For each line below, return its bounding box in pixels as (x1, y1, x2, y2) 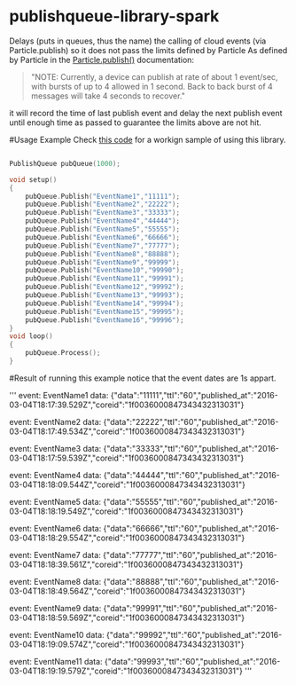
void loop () (9, 332, 53, 341)
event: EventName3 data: (9, 443, 102, 453)
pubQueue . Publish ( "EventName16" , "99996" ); (25, 315, 184, 325)
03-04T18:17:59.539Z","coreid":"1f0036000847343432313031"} (9, 453, 245, 463)
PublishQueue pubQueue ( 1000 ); (9, 159, 121, 168)
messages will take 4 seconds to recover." (30, 91, 186, 101)
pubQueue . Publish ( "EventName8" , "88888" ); (25, 249, 180, 258)
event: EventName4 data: (9, 469, 102, 480)
